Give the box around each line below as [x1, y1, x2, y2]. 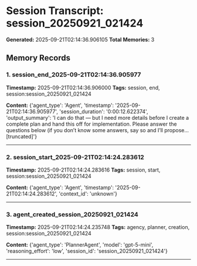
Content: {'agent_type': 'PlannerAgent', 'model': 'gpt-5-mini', [6, 241, 154, 248]
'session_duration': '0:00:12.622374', [59, 107, 148, 115]
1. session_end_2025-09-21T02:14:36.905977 [6, 70, 141, 79]
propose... [164, 126, 189, 133]
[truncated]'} [6, 133, 37, 140]
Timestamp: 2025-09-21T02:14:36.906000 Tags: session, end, [6, 84, 160, 91]
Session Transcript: [6, 4, 104, 18]
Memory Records [6, 53, 70, 63]
